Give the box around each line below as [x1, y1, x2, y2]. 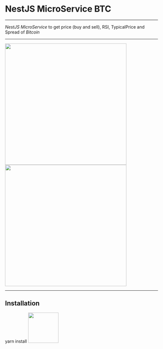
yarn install [5, 338, 27, 344]
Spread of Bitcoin [5, 29, 40, 35]
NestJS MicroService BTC [5, 3, 112, 15]
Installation [5, 299, 40, 308]
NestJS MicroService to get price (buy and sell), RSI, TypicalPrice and [5, 24, 145, 30]
